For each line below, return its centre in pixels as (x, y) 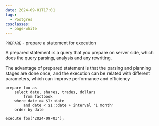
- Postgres (21, 19)
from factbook (38, 97)
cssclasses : (18, 24)
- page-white (23, 29)
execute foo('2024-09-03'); (35, 119)
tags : (11, 15)
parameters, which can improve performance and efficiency (68, 79)
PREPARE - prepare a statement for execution (51, 43)
